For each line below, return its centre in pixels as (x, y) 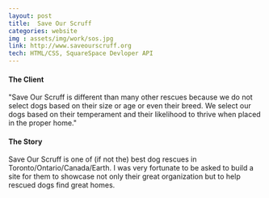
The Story (25, 141)
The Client (26, 79)
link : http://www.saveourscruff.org (70, 46)
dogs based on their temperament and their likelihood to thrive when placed (134, 115)
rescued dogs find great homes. (62, 185)
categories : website (43, 31)
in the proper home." (43, 123)
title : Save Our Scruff (50, 23)
